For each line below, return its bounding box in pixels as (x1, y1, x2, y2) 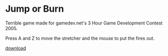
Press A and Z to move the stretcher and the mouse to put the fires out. (5, 35, 155, 41)
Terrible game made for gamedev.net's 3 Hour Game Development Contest (5, 20, 163, 26)
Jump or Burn (5, 3, 64, 15)
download (5, 45, 26, 51)
